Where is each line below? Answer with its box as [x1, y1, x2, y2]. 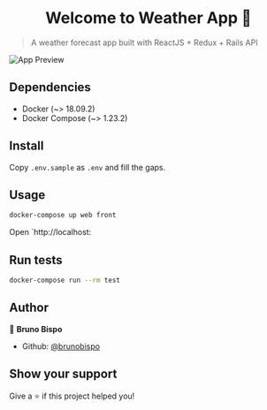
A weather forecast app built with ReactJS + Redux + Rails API [30, 37, 258, 48]
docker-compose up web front [9, 211, 117, 220]
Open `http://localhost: [9, 227, 92, 238]
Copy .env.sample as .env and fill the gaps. [9, 162, 166, 172]
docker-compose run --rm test [9, 276, 121, 285]
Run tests [9, 252, 63, 268]
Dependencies [9, 80, 91, 95]
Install [9, 139, 44, 154]
